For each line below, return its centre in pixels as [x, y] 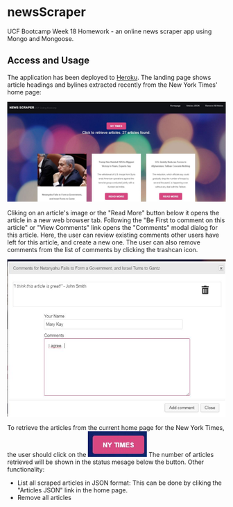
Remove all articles [44, 497]
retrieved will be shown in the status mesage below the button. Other [106, 462]
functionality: [26, 469]
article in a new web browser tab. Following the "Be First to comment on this [116, 220]
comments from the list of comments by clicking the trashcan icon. [103, 250]
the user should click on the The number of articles [111, 454]
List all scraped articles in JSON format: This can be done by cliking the [119, 483]
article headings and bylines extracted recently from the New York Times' [112, 85]
